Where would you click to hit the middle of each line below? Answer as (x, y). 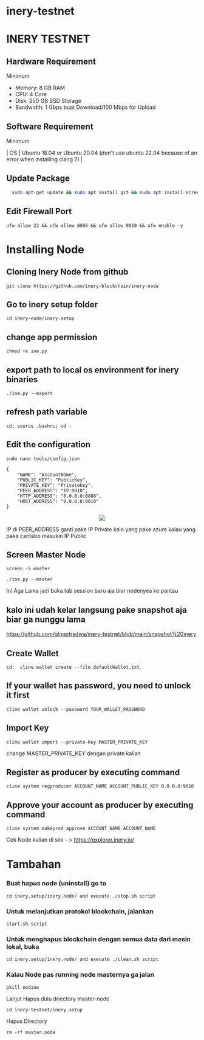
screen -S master (28, 569)
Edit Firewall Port (39, 211)
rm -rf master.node (31, 1032)
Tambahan (34, 864)
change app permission (52, 337)
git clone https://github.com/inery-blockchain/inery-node (83, 286)
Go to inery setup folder (52, 305)
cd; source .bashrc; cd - (39, 426)
